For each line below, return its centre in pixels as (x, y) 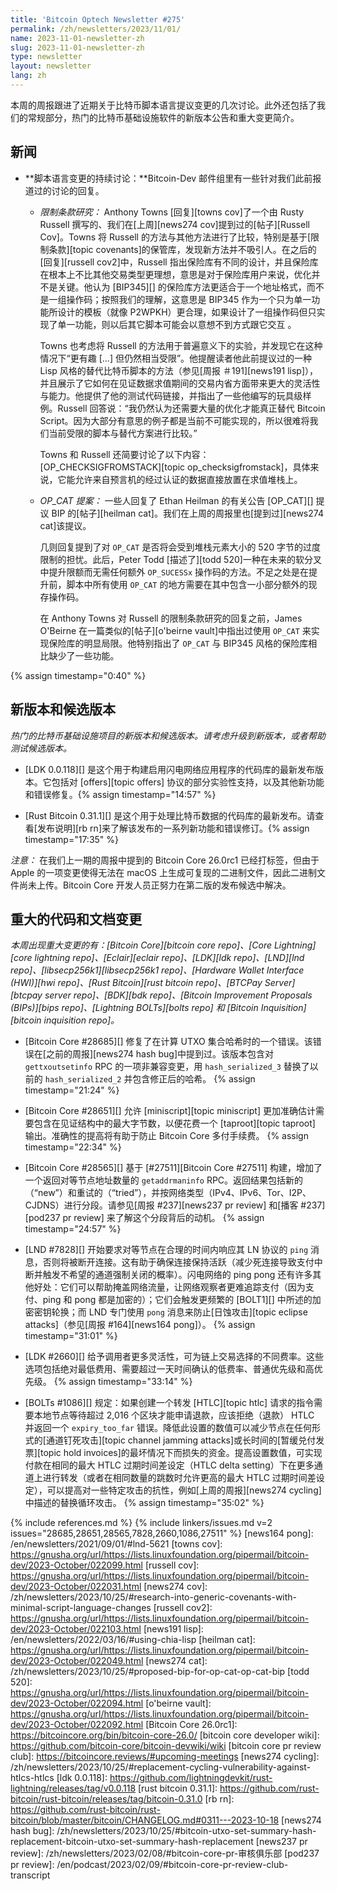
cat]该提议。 (65, 525)
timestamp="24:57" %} (73, 1229)
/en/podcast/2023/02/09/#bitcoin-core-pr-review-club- (172, 1865)
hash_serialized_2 (83, 1080)
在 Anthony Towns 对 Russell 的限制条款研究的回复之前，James (171, 618)
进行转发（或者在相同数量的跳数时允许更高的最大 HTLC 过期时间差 (179, 1478)
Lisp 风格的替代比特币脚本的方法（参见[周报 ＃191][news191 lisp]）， (179, 370)
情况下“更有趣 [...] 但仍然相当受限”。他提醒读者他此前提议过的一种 (176, 358)
